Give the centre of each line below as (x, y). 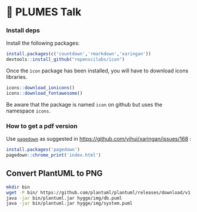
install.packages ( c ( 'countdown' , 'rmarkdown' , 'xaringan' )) (79, 54)
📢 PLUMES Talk (44, 12)
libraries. (17, 77)
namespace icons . (29, 111)
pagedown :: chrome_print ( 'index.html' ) (54, 155)
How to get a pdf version (42, 126)
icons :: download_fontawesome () (44, 94)
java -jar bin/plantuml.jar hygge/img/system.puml (69, 203)
